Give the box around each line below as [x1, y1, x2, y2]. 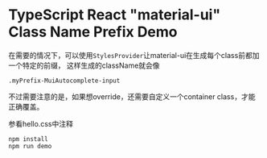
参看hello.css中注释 [8, 118, 74, 128]
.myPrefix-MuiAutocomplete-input [8, 77, 121, 85]
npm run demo [8, 142, 52, 150]
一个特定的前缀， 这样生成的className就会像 [8, 60, 160, 70]
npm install [8, 135, 48, 143]
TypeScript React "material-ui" [8, 6, 221, 24]
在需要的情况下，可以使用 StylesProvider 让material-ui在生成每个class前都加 [8, 50, 260, 60]
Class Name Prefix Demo [8, 23, 179, 41]
